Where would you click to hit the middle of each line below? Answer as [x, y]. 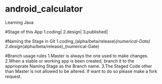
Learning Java [19, 22]
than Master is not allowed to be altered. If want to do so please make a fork [81, 71]
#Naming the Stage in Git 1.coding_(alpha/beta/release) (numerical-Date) [78, 41]
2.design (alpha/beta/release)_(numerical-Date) [52, 46]
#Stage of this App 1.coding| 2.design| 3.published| [56, 32]
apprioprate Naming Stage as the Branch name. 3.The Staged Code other [79, 66]
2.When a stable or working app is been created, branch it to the [70, 61]
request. [13, 76]
